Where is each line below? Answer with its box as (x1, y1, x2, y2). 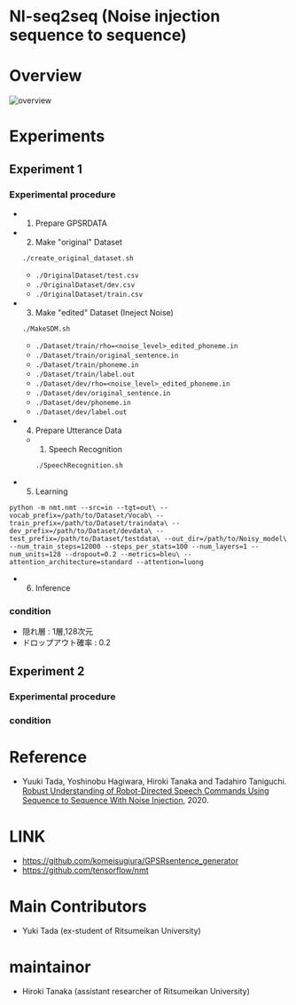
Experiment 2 (9, 664, 85, 679)
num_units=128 (9, 550, 62, 559)
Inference (35, 583, 71, 593)
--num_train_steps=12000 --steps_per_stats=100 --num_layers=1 (9, 542, 248, 551)
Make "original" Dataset (35, 237, 122, 247)
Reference (9, 746, 87, 767)
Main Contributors (9, 896, 147, 916)
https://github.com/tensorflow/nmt (21, 865, 149, 876)
